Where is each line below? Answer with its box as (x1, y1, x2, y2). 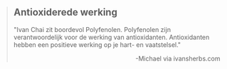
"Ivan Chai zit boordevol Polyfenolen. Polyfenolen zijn (13, 25, 171, 33)
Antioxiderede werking (13, 6, 118, 18)
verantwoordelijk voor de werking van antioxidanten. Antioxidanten (13, 33, 210, 41)
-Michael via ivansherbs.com (135, 54, 221, 63)
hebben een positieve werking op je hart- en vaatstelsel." (13, 40, 181, 49)
